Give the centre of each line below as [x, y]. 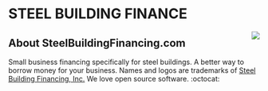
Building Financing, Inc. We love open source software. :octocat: [114, 79]
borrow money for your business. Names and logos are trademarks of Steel [132, 70]
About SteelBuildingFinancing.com [97, 43]
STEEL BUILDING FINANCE [98, 14]
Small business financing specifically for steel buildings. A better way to [126, 62]
